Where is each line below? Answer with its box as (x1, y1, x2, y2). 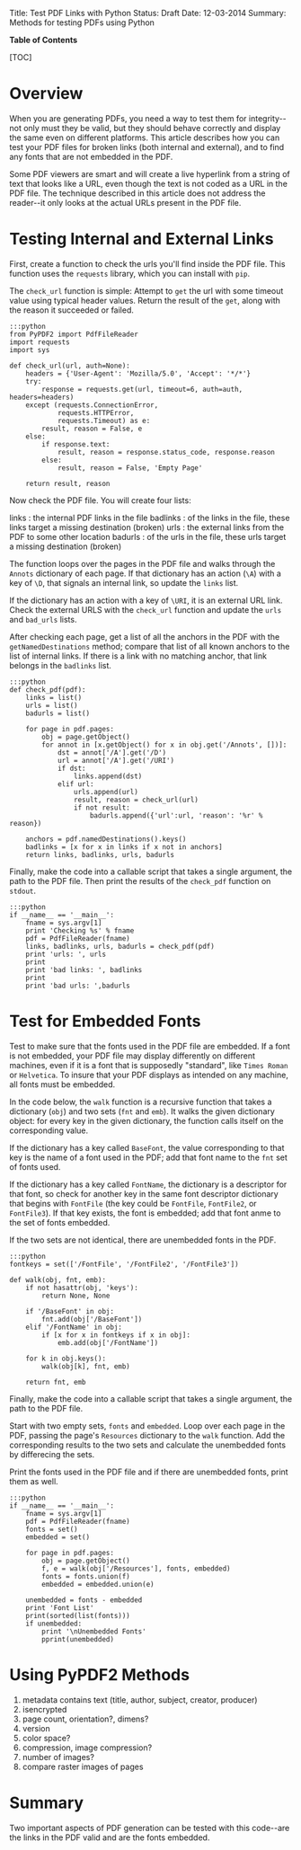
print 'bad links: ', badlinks (25, 965, 143, 974)
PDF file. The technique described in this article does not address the (9, 188, 266, 199)
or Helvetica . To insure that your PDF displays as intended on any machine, (9, 1069, 289, 1080)
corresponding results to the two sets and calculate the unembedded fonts (9, 1439, 286, 1450)
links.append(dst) (73, 772, 143, 781)
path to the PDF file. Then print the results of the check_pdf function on (9, 875, 271, 886)
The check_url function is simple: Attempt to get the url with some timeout (9, 285, 284, 296)
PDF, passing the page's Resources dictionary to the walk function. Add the (9, 1430, 286, 1440)
